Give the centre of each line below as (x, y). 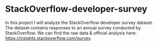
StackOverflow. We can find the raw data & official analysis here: (71, 33)
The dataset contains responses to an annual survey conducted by (73, 27)
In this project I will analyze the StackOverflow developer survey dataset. (79, 23)
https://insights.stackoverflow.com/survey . (49, 38)
